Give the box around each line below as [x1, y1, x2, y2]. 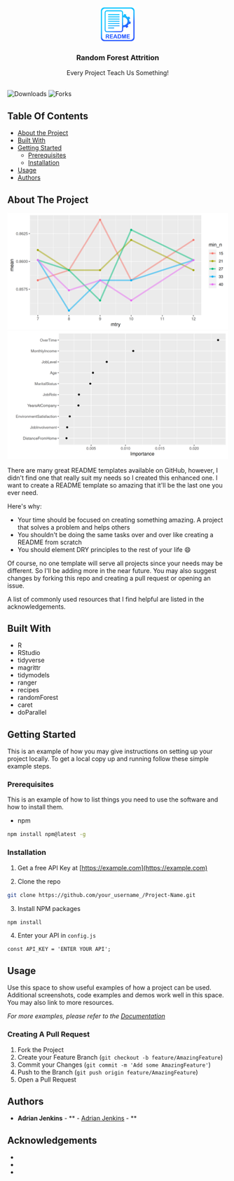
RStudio [17, 649, 41, 657]
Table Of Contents [7, 110, 89, 122]
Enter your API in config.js [17, 931, 97, 940]
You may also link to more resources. [7, 999, 114, 1007]
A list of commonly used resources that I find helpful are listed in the [7, 595, 205, 603]
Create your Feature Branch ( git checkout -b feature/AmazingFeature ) [17, 1053, 223, 1061]
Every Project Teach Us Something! [66, 69, 170, 77]
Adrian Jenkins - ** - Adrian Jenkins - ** [17, 1114, 137, 1123]
